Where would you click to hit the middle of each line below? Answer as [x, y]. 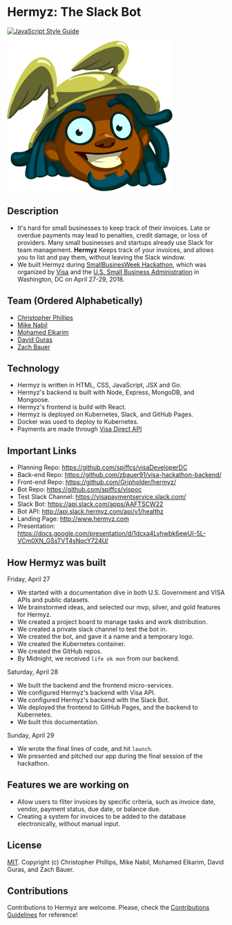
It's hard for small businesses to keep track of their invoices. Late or [114, 228]
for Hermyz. [34, 614]
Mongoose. [33, 400]
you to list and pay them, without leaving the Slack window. [101, 257]
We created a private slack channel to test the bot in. [92, 629]
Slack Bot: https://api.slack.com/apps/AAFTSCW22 [90, 504]
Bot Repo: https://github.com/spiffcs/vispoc [79, 489]
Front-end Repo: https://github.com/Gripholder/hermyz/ [96, 482]
